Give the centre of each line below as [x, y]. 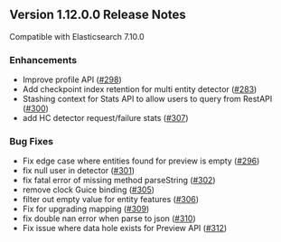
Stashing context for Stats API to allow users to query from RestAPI [147, 99]
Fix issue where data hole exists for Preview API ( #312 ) [125, 228]
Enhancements [43, 60]
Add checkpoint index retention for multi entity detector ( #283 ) [140, 89]
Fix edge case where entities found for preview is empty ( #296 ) [141, 161]
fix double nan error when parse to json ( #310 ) [109, 219]
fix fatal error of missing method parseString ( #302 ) [119, 181]
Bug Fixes [32, 142]
